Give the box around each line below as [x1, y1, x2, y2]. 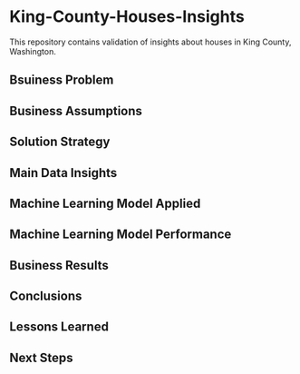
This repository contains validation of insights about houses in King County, [9, 36, 292, 47]
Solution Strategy [9, 134, 111, 150]
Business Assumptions [9, 103, 143, 119]
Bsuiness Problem [9, 73, 114, 88]
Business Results [9, 257, 109, 273]
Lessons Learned [9, 320, 109, 335]
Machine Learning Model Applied [9, 195, 201, 211]
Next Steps [9, 349, 73, 365]
